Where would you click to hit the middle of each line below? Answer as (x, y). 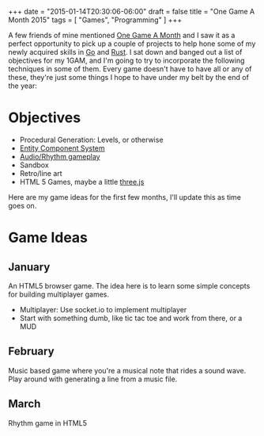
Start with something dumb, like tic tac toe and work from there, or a (131, 318)
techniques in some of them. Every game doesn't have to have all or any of (130, 69)
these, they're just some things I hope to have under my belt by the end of (128, 77)
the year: (23, 86)
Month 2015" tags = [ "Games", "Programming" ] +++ (95, 20)
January (29, 267)
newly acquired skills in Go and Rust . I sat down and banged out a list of (125, 52)
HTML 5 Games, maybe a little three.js (82, 182)
